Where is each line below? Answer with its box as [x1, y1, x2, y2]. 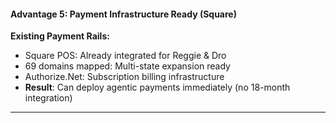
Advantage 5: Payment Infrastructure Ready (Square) [10, 8, 237, 20]
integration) [24, 92, 73, 104]
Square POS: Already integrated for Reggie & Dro [24, 50, 227, 62]
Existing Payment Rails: [10, 30, 110, 42]
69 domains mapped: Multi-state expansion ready [24, 60, 231, 72]
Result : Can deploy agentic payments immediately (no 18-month [24, 81, 291, 94]
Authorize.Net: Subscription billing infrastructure [24, 71, 225, 83]
